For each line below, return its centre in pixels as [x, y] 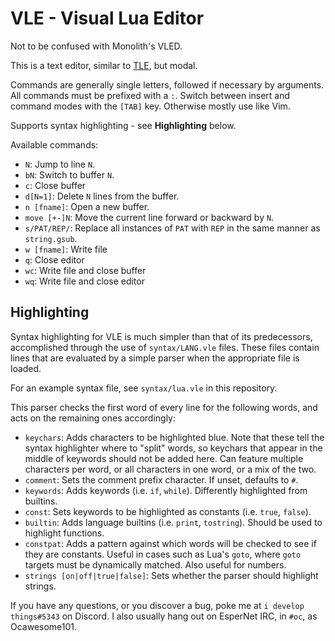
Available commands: [54, 144]
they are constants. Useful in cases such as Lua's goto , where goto [163, 554]
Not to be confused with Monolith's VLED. [96, 46]
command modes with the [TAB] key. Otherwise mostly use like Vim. [150, 106]
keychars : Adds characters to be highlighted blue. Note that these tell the [174, 437]
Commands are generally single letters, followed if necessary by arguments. [167, 84]
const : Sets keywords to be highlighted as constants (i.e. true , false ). [168, 511]
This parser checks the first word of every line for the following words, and [164, 407]
